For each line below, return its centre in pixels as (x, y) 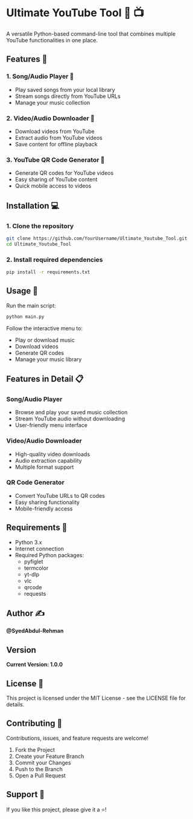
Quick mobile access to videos (53, 186)
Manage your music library (48, 359)
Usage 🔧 (22, 291)
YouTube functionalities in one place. (52, 40)
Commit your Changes (43, 762)
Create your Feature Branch (49, 756)
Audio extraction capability (49, 460)
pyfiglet (33, 561)
